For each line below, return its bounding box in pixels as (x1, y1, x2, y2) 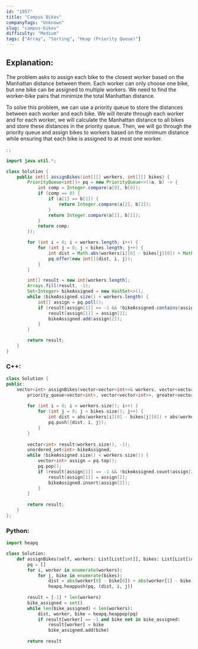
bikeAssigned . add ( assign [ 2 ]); (48, 316, 123, 322)
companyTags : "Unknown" (6, 19, 65, 25)
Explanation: (6, 58, 54, 68)
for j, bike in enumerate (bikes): (37, 572, 123, 578)
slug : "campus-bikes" (6, 25, 60, 31)
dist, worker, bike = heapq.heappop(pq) (37, 611, 138, 617)
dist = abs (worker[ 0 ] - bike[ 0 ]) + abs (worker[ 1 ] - (48, 578, 178, 584)
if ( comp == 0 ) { (37, 190, 81, 196)
